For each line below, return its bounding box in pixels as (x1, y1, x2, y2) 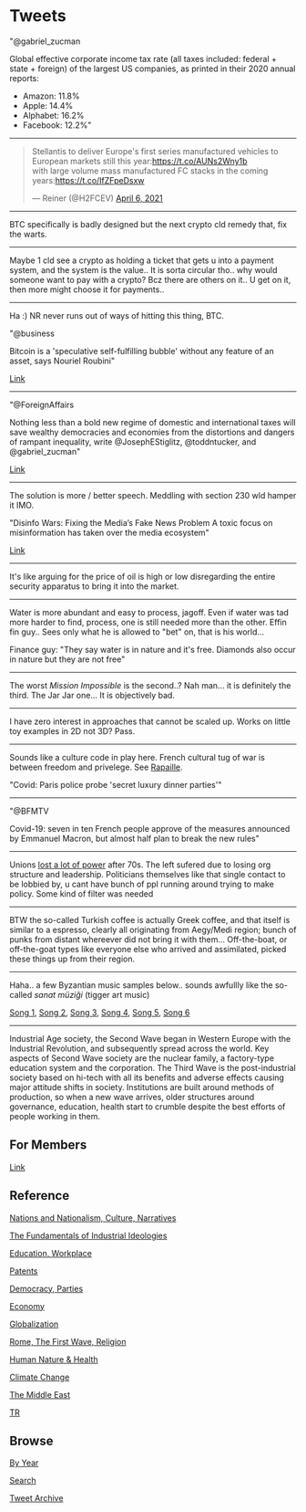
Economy (9, 1300, 46, 1311)
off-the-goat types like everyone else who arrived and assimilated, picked (9, 943, 287, 954)
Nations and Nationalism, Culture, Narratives (9, 1212, 177, 1223)
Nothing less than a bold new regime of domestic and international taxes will (9, 416, 296, 427)
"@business (9, 328, 55, 339)
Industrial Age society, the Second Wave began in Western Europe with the (9, 1033, 291, 1044)
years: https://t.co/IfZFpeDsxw (31, 174, 145, 185)
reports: (9, 72, 39, 83)
